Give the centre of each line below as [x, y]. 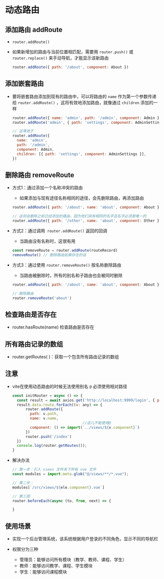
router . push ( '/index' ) [48, 437]
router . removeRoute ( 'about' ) [42, 298]
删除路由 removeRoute [40, 175]
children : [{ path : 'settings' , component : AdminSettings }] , [82, 154]
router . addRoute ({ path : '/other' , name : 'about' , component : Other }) [87, 221]
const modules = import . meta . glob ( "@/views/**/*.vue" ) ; [70, 474]
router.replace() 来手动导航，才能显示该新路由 [60, 58]
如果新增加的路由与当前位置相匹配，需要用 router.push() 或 [73, 52]
